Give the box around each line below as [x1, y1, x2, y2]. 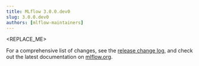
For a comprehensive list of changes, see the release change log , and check [6, 47, 193, 54]
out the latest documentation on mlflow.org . [6, 54, 113, 61]
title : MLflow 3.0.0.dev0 [6, 8, 70, 15]
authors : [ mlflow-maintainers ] [6, 19, 84, 25]
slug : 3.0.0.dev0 [6, 14, 49, 20]
